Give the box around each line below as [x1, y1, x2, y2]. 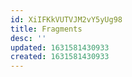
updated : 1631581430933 [10, 42, 110, 53]
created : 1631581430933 [10, 52, 110, 62]
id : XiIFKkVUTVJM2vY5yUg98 [10, 14, 123, 25]
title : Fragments [10, 24, 83, 34]
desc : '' [10, 33, 47, 43]
